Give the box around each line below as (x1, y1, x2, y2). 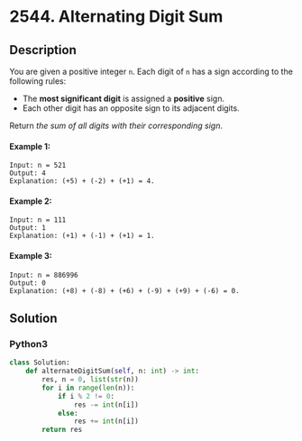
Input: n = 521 (9, 161, 67, 170)
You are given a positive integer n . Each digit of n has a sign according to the (9, 66, 293, 77)
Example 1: (9, 141, 51, 152)
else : (57, 409, 78, 418)
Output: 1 (9, 224, 47, 233)
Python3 (9, 337, 48, 350)
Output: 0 (9, 278, 47, 288)
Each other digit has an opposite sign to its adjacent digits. (22, 103, 241, 114)
